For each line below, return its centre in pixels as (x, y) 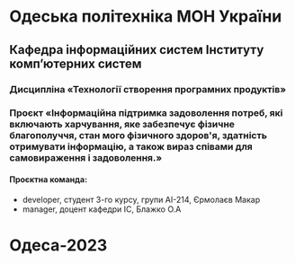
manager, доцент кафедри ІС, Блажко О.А (102, 209)
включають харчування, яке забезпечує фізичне (122, 125)
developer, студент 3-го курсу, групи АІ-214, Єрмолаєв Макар (141, 199)
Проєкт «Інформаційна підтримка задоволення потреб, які (146, 113)
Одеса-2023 (58, 245)
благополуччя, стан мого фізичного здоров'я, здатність (139, 136)
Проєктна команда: (49, 180)
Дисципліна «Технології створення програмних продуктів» (147, 89)
